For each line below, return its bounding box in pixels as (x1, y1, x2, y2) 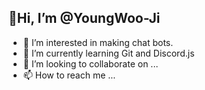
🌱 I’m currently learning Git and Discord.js (22, 47, 195, 59)
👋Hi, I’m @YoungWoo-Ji (8, 10, 161, 27)
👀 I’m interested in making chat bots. (22, 36, 174, 48)
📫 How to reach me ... (22, 69, 116, 81)
